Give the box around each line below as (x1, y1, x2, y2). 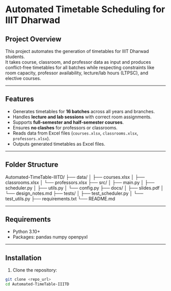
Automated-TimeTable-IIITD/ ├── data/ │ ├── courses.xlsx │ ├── (5, 174, 145, 180)
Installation (5, 253, 42, 262)
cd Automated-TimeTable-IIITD (5, 282, 70, 287)
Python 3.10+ (12, 228, 41, 235)
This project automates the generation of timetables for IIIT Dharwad (5, 48, 149, 54)
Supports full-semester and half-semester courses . (12, 119, 124, 125)
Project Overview (5, 35, 62, 43)
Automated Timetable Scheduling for (5, 4, 165, 15)
